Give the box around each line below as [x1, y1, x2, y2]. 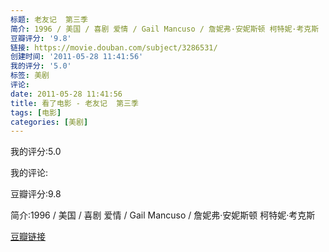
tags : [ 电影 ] [10, 107, 62, 118]
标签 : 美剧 [10, 71, 50, 81]
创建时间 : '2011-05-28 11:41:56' [10, 52, 144, 62]
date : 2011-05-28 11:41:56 [10, 89, 123, 99]
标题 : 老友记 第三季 [10, 14, 88, 25]
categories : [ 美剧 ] [10, 117, 89, 127]
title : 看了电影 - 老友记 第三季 [10, 98, 139, 108]
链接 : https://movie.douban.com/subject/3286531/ [10, 42, 218, 53]
